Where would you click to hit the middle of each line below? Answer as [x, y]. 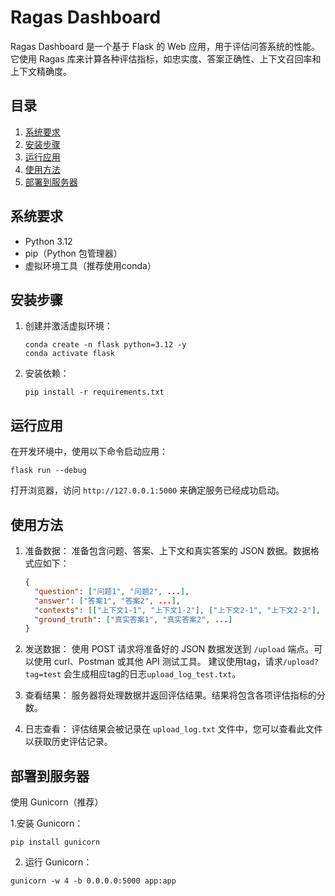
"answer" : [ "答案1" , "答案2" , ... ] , [107, 601]
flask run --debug [48, 471]
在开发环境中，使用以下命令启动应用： [89, 452]
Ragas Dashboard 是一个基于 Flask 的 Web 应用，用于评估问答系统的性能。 [165, 46]
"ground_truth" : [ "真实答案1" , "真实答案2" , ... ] [133, 619]
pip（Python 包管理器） [73, 253]
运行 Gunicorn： [58, 862]
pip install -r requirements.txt [94, 392]
